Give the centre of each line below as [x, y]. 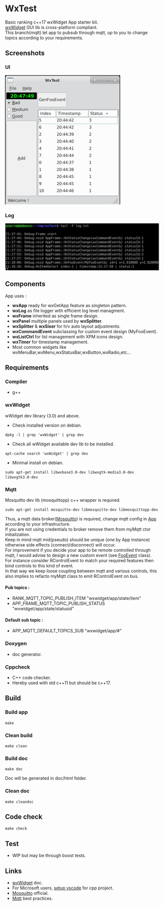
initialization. [18, 534]
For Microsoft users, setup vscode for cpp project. [63, 888]
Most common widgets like [39, 347]
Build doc [17, 758]
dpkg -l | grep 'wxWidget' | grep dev [44, 435]
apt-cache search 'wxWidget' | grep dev [47, 453]
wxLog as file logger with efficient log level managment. [69, 311]
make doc [14, 769]
